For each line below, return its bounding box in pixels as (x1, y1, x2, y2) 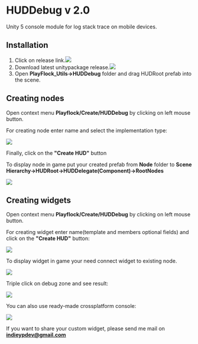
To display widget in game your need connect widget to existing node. (6, 258, 177, 265)
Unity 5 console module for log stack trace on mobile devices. (6, 23, 157, 30)
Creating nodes (6, 93, 64, 103)
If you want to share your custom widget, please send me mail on (6, 325, 165, 332)
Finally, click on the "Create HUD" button (6, 149, 107, 157)
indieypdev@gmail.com (6, 332, 66, 339)
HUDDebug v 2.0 (6, 4, 90, 17)
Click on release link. (14, 57, 66, 64)
